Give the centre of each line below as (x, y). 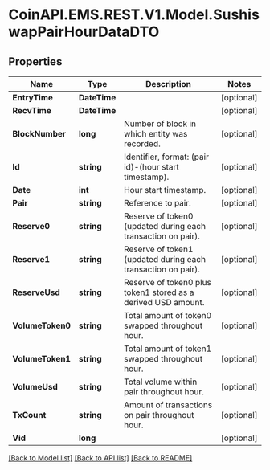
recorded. (142, 144)
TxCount (29, 415)
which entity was (155, 134)
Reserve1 (31, 259)
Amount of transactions (168, 405)
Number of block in (160, 124)
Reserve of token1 (158, 249)
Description (168, 84)
